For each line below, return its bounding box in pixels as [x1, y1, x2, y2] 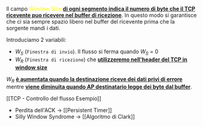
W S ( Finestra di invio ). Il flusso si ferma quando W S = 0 [14, 48, 159, 56]
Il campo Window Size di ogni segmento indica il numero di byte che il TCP [6, 5, 196, 12]
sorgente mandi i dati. [6, 24, 60, 31]
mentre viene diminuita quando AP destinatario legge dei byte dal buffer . [6, 83, 192, 90]
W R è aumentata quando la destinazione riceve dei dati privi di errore [6, 75, 183, 84]
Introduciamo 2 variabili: [6, 36, 66, 43]
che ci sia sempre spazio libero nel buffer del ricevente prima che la [6, 18, 175, 25]
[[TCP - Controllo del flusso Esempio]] [6, 95, 101, 102]
